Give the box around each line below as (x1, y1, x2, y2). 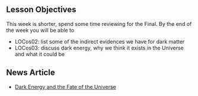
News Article (6, 68, 55, 78)
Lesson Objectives (6, 5, 76, 15)
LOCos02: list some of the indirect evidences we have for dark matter (14, 38, 185, 45)
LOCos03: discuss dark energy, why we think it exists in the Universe (14, 44, 184, 51)
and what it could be (14, 50, 65, 58)
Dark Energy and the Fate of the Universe (14, 83, 117, 90)
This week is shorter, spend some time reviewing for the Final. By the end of (6, 20, 192, 27)
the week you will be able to (6, 27, 75, 34)
